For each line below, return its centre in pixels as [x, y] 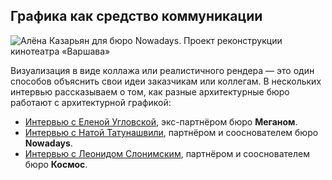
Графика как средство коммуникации [136, 16]
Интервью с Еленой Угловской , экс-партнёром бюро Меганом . [161, 121]
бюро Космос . [56, 164]
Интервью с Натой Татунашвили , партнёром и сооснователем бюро [171, 132]
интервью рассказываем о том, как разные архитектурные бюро [150, 91]
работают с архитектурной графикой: [91, 102]
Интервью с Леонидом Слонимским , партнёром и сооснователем [167, 153]
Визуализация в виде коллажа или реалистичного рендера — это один [162, 70]
